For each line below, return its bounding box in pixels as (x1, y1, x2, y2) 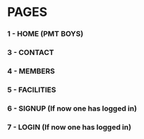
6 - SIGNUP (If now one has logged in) (7, 104, 137, 113)
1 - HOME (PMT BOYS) (7, 29, 83, 39)
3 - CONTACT (7, 48, 54, 58)
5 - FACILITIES (7, 85, 56, 95)
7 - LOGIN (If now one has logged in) (7, 122, 131, 132)
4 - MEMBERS (7, 66, 56, 76)
